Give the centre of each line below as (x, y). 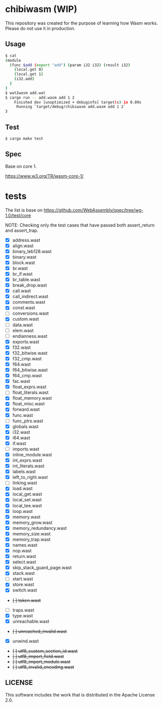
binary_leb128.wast (32, 251)
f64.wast (21, 364)
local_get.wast (27, 494)
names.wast (25, 545)
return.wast (24, 556)
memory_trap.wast (31, 539)
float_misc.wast (28, 404)
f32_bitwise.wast (30, 353)
